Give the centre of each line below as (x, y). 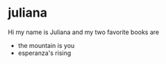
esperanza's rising (44, 53)
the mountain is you (46, 45)
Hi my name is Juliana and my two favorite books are (84, 32)
